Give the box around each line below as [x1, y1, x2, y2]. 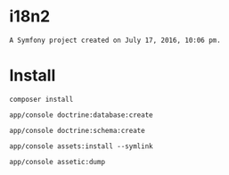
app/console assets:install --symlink [9, 141, 153, 151]
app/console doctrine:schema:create [9, 126, 145, 135]
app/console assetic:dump [9, 157, 105, 166]
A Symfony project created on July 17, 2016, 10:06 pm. [9, 36, 221, 45]
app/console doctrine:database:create [9, 110, 153, 120]
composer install [9, 95, 74, 104]
